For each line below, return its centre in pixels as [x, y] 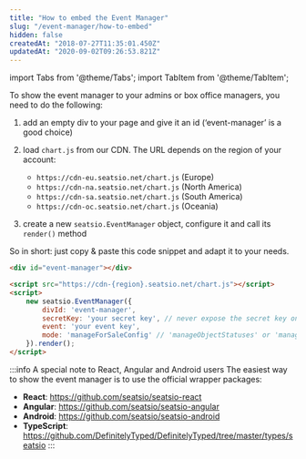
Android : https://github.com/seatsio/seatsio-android [121, 416]
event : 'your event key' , [92, 327]
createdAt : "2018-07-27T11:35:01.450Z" [85, 43]
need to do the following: [56, 105]
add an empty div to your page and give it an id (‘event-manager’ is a [152, 123]
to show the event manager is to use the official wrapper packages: [136, 379]
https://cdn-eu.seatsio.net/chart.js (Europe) [125, 178]
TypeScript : [45, 425]
